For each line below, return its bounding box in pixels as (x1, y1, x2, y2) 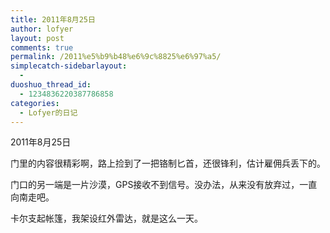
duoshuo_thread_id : (10, 80, 92, 90)
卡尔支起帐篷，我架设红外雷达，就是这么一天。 (10, 212, 203, 225)
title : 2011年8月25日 (10, 14, 96, 25)
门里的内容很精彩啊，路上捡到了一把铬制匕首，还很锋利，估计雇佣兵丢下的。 (10, 157, 326, 170)
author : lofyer (10, 24, 74, 34)
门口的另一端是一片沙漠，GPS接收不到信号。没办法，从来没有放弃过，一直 (10, 179, 318, 191)
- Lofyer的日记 (19, 107, 78, 118)
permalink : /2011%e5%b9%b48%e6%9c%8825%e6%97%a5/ (10, 52, 222, 62)
